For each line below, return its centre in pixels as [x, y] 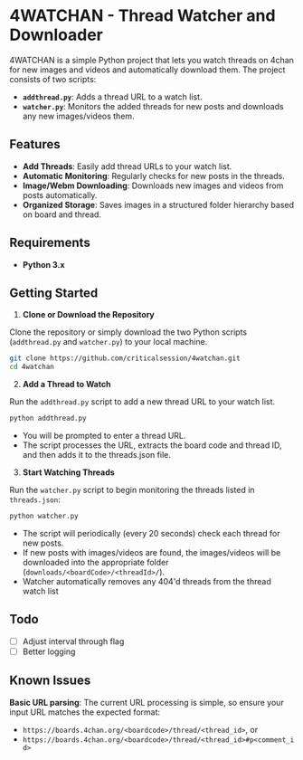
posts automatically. [60, 195]
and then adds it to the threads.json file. [97, 455]
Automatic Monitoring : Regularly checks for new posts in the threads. [153, 176]
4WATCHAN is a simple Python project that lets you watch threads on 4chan [151, 60]
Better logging [49, 651]
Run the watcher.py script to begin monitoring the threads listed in [132, 490]
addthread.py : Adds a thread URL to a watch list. [112, 97]
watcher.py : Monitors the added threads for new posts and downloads [153, 106]
